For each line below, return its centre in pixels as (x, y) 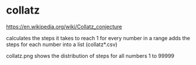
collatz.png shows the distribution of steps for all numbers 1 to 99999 (90, 56)
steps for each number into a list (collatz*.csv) (62, 44)
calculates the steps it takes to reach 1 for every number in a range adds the (98, 38)
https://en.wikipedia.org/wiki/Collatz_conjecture (64, 27)
